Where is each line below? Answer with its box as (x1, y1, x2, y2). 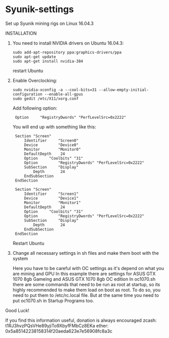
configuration (12, 91, 43, 97)
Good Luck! (5, 307, 29, 313)
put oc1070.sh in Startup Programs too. (12, 297, 95, 303)
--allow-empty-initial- (98, 87, 149, 92)
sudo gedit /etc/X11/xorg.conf (12, 96, 79, 101)
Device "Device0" (24, 142, 79, 148)
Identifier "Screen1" (24, 191, 79, 196)
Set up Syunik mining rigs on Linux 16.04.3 (5, 20, 94, 26)
